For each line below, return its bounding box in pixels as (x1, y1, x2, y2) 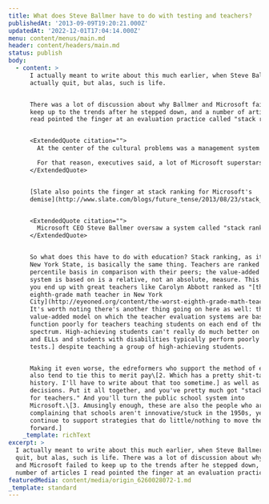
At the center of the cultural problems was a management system (37, 144, 260, 152)
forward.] (29, 424, 62, 432)
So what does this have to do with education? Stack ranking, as (29, 254, 252, 262)
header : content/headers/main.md (8, 42, 120, 50)
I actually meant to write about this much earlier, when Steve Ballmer (15, 446, 263, 454)
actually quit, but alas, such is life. (29, 79, 167, 87)
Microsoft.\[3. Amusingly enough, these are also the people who (29, 401, 252, 409)
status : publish (8, 49, 62, 57)
